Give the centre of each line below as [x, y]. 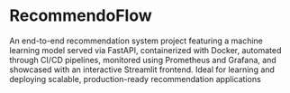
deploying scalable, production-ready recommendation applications [135, 79]
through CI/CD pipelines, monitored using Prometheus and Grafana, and [143, 60]
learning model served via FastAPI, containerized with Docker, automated [145, 50]
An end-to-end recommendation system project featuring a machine [136, 41]
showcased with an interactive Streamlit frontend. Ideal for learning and [142, 70]
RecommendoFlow [81, 16]
